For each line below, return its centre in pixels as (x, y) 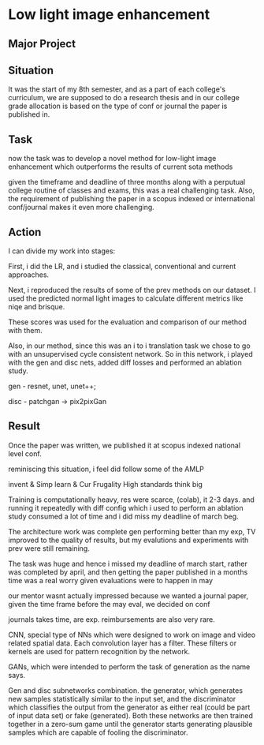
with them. (25, 331)
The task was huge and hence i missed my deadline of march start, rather (128, 563)
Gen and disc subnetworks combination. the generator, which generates (125, 690)
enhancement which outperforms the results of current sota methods (121, 167)
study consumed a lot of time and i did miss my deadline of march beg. (123, 516)
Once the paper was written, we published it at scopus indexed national (125, 445)
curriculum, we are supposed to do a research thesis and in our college (124, 98)
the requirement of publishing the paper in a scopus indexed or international (132, 199)
